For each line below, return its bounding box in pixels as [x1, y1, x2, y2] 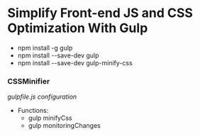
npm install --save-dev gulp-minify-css [17, 58, 133, 67]
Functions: [17, 106, 49, 115]
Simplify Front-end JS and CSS [7, 5, 194, 21]
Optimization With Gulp [7, 20, 148, 36]
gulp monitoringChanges [28, 121, 101, 130]
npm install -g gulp [17, 43, 73, 52]
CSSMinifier [7, 76, 50, 86]
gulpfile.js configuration [7, 92, 77, 101]
